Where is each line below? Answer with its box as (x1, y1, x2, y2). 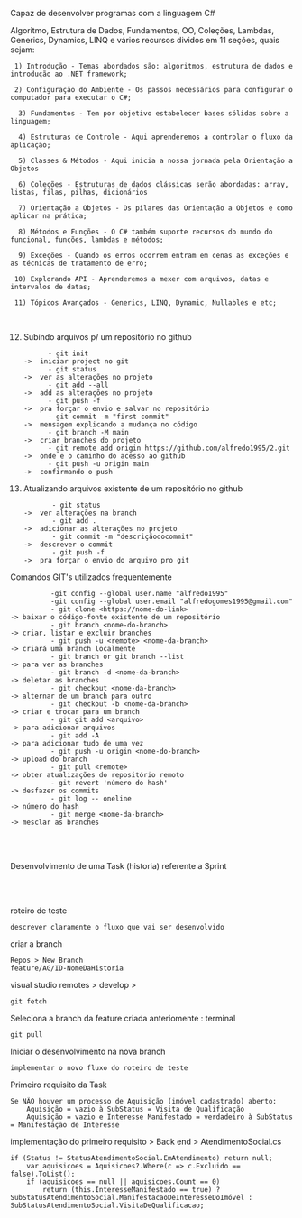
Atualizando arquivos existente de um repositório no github (23, 483, 243, 494)
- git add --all (47, 380, 109, 389)
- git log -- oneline (50, 794, 132, 803)
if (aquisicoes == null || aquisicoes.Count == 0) (26, 1177, 221, 1186)
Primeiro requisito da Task (10, 1079, 107, 1090)
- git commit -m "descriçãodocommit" (51, 532, 194, 541)
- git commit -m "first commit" (47, 412, 169, 421)
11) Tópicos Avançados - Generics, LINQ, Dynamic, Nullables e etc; (14, 298, 278, 307)
